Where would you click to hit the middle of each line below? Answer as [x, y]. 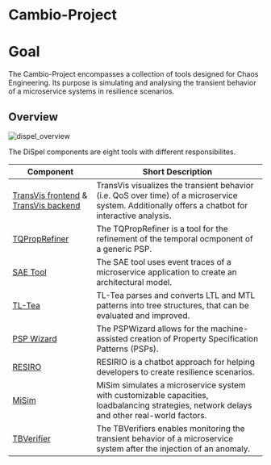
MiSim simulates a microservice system [171, 385]
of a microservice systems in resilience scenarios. [92, 91]
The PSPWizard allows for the [153, 329]
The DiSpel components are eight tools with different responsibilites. [122, 152]
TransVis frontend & [50, 195]
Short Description [177, 171]
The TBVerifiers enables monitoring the [171, 428]
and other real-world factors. [152, 415]
